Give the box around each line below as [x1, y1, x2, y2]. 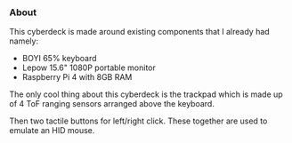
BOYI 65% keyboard [21, 53, 97, 64]
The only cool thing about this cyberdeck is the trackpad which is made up [9, 89, 283, 99]
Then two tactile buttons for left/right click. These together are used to [9, 115, 268, 126]
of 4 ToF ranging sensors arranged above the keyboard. [9, 99, 215, 109]
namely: [9, 36, 38, 46]
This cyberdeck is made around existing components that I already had [9, 27, 270, 37]
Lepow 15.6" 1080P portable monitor [21, 62, 156, 73]
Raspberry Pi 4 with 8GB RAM [21, 72, 133, 83]
